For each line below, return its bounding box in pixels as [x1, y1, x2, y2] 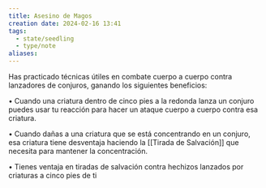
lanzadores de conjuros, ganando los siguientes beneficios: [8, 80, 208, 90]
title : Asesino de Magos [8, 11, 92, 20]
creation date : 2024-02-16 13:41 [8, 19, 122, 28]
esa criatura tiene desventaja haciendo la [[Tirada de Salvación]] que [8, 138, 239, 147]
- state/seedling [15, 34, 75, 43]
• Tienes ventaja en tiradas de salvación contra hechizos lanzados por [8, 162, 244, 171]
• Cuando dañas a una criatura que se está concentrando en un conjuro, [8, 129, 251, 139]
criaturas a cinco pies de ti [8, 171, 97, 180]
